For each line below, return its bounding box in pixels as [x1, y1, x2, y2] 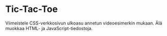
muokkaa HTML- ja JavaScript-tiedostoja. [5, 25, 93, 31]
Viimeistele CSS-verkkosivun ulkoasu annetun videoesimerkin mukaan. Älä [5, 20, 162, 26]
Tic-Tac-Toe [5, 3, 58, 15]
